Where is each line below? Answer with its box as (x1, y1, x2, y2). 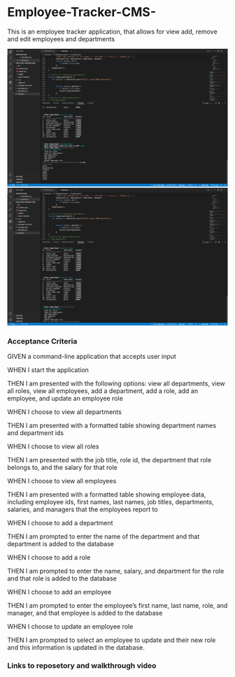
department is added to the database (7, 540, 114, 548)
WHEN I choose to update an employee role (7, 622, 134, 631)
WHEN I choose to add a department (7, 519, 113, 527)
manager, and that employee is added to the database (7, 609, 163, 618)
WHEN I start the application (7, 366, 90, 374)
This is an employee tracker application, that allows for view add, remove (7, 27, 218, 36)
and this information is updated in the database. (7, 643, 145, 652)
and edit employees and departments (7, 34, 115, 43)
